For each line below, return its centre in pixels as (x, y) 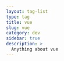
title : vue (19, 22)
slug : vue (18, 28)
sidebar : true (23, 38)
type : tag (18, 17)
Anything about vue (35, 49)
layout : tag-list (27, 11)
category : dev (23, 33)
